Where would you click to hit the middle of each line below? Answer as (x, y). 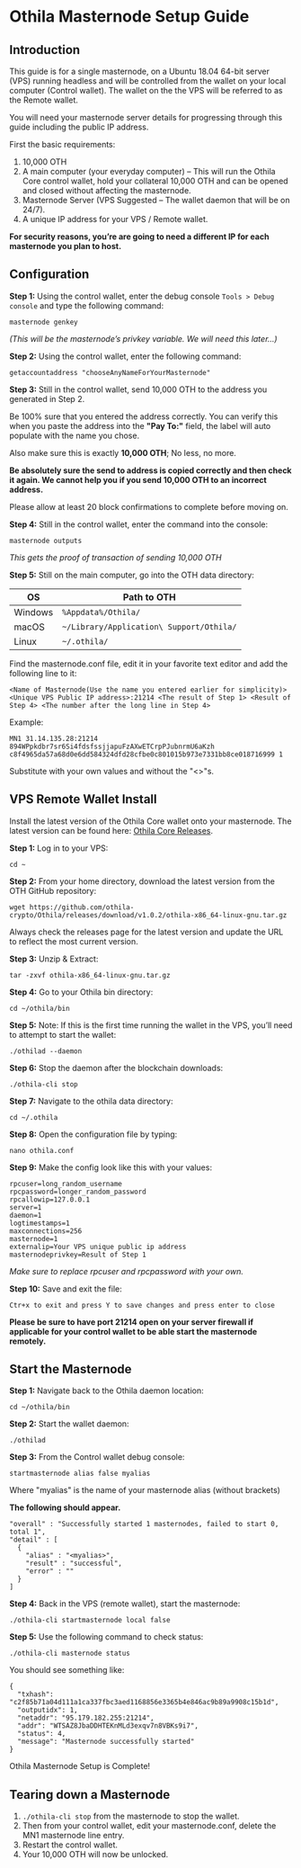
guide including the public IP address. (79, 127)
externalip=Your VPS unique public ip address (98, 1247)
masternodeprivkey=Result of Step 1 (78, 1255)
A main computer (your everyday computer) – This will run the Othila (149, 171)
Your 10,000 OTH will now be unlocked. (95, 1855)
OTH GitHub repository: (53, 890)
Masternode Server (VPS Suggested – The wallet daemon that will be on (156, 200)
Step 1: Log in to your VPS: (59, 848)
